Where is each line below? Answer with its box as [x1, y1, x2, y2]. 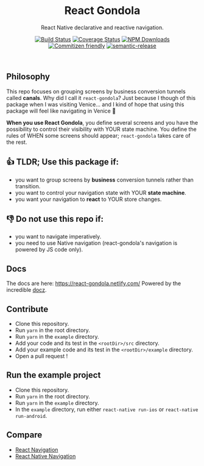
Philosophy [6, 71, 51, 82]
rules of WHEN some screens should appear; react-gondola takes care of [6, 132, 191, 139]
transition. [15, 182, 41, 189]
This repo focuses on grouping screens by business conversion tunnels [6, 88, 186, 95]
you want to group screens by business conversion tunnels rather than [15, 176, 194, 183]
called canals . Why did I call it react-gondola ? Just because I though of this [6, 94, 196, 101]
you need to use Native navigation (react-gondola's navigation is [15, 239, 178, 247]
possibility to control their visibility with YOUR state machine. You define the [6, 125, 197, 133]
